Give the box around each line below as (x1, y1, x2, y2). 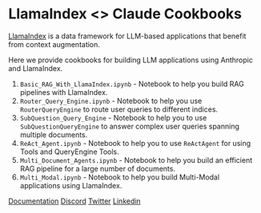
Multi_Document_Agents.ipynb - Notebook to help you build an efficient (19, 155, 253, 164)
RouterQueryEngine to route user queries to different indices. (19, 105, 219, 114)
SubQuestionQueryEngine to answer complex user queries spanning (19, 121, 240, 131)
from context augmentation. (8, 39, 100, 49)
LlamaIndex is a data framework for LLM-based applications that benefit (8, 31, 247, 41)
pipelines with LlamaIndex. (19, 87, 108, 97)
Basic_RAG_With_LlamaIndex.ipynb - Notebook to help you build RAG (19, 79, 244, 89)
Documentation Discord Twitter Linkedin (8, 196, 142, 206)
